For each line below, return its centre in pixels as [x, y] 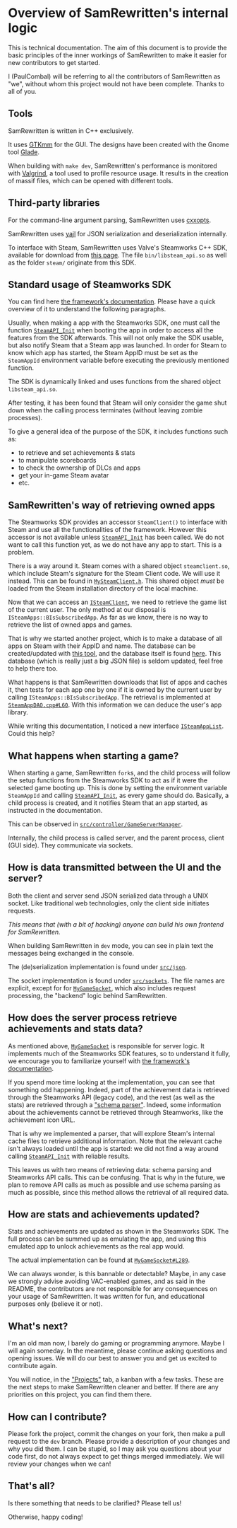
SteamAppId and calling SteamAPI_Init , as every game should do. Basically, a [119, 795]
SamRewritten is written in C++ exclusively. [71, 131]
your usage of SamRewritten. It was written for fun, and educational [107, 1297]
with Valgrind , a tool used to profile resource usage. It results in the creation [118, 173]
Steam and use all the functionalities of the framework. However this [108, 530]
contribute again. [33, 1366]
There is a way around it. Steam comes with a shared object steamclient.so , [119, 566]
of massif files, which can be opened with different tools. [91, 180]
